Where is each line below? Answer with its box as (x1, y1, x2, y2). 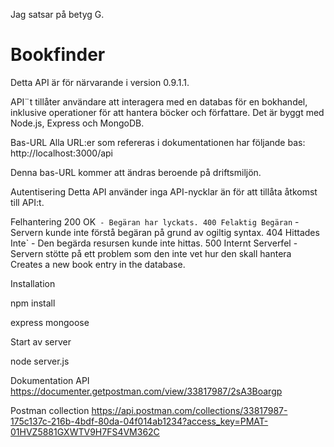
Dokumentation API (10, 374, 90, 386)
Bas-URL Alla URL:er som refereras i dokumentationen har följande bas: (10, 136, 306, 148)
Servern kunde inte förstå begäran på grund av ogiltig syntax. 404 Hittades (10, 226, 320, 238)
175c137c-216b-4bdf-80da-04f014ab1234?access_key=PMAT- (10, 415, 269, 427)
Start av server (10, 335, 72, 348)
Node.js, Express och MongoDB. (10, 117, 145, 129)
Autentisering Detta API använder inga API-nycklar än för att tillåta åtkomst (10, 185, 318, 198)
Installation (10, 277, 56, 289)
